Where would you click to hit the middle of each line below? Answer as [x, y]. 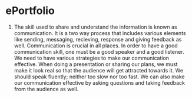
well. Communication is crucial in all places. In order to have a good [96, 46]
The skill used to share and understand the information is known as [95, 27]
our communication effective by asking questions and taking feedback [100, 82]
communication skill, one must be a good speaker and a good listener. [99, 51]
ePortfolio [30, 11]
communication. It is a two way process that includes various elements [100, 33]
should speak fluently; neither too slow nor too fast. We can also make [99, 77]
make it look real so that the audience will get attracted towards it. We [99, 70]
